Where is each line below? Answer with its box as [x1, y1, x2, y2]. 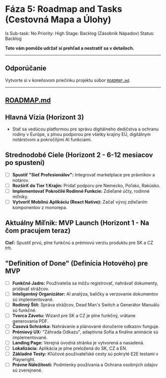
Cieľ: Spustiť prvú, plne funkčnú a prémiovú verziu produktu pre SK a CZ [5, 240, 154, 246]
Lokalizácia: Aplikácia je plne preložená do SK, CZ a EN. [12, 345, 127, 351]
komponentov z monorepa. [12, 205, 68, 210]
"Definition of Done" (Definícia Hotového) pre [5, 259, 148, 268]
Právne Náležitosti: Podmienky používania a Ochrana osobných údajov [12, 362, 158, 368]
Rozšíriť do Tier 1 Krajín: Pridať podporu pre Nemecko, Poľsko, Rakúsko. [12, 182, 161, 188]
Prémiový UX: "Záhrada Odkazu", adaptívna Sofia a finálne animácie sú [12, 329, 159, 335]
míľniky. [12, 194, 29, 200]
